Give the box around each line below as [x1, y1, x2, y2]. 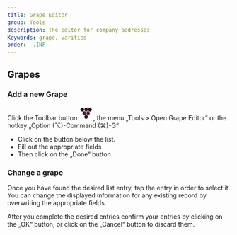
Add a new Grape [7, 89, 68, 99]
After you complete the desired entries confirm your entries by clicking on [7, 212, 223, 221]
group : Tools [7, 18, 46, 26]
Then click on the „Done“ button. [17, 149, 113, 159]
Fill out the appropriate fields [17, 142, 102, 151]
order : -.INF [7, 41, 46, 49]
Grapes [7, 68, 40, 81]
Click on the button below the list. [17, 134, 115, 143]
